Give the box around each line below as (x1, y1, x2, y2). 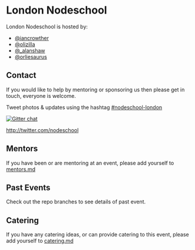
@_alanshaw (14, 47, 45, 54)
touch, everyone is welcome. (6, 92, 77, 99)
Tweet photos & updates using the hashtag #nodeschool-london (6, 104, 163, 111)
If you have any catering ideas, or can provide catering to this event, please (6, 231, 190, 238)
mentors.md (6, 166, 36, 173)
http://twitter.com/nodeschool (6, 126, 79, 133)
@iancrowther (14, 34, 49, 41)
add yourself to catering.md (6, 237, 74, 245)
